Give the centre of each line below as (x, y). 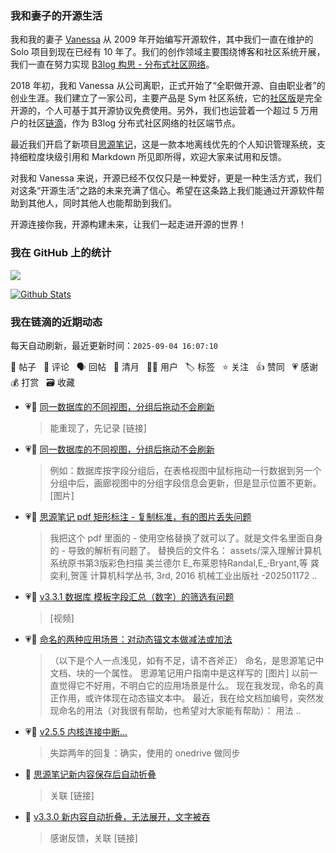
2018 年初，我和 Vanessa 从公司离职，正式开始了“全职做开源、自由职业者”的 (168, 86)
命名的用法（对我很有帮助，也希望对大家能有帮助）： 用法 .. (180, 710)
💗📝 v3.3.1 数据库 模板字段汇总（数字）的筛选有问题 (129, 596)
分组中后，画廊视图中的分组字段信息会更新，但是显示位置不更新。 (185, 483)
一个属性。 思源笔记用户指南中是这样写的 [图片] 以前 (201, 673)
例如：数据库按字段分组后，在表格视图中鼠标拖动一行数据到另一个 (185, 470)
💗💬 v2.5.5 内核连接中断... (76, 731)
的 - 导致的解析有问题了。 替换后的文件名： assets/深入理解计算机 (185, 550)
